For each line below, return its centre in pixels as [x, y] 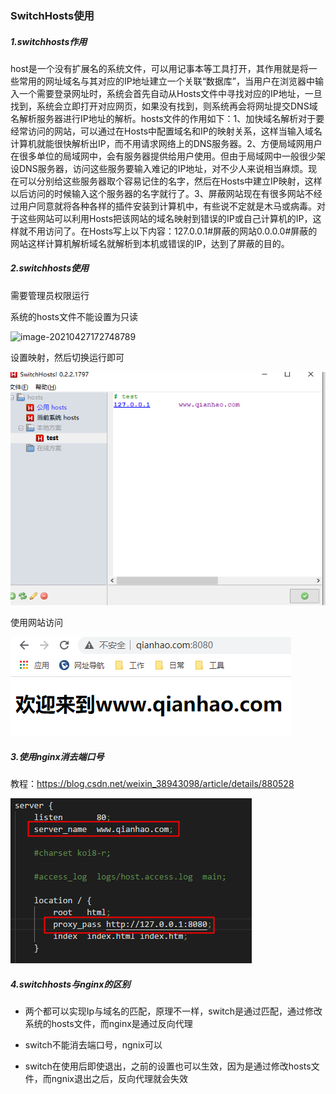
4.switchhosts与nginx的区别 [70, 984]
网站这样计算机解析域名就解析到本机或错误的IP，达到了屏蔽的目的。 [150, 243]
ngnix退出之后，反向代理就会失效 [119, 1078]
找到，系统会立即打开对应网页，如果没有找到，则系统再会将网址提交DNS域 [164, 106]
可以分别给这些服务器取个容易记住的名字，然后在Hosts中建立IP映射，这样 [170, 181]
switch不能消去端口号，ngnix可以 [93, 1044]
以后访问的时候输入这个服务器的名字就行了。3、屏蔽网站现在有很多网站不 [162, 193]
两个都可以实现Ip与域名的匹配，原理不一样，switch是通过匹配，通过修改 [173, 1011]
